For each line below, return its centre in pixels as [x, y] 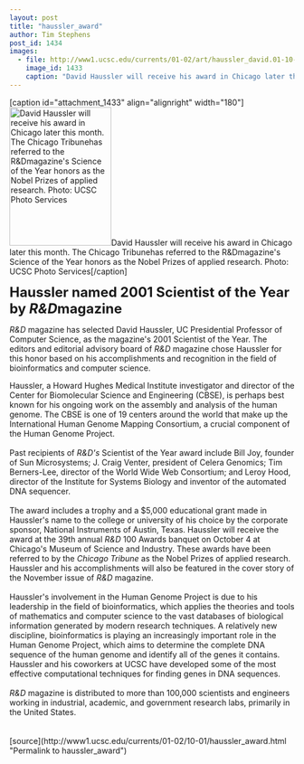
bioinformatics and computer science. [80, 368]
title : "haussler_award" [56, 26]
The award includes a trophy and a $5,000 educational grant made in [138, 510]
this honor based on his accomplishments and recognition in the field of [143, 358]
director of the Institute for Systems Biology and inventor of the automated [148, 481]
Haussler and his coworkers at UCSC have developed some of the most [143, 664]
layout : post [34, 18]
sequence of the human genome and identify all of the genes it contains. [145, 654]
